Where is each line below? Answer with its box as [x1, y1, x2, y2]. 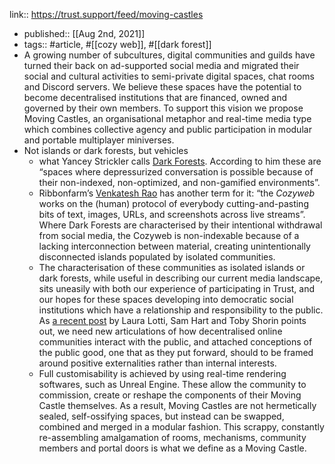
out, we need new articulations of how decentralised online [38, 325, 283, 337]
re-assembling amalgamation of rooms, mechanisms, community [38, 432, 307, 443]
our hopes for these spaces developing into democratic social [38, 294, 294, 305]
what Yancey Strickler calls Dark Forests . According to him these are [38, 155, 322, 167]
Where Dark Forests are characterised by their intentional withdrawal [38, 219, 323, 231]
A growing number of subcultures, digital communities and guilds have [23, 49, 316, 61]
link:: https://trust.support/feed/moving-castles [9, 9, 204, 20]
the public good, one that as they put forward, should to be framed [38, 347, 314, 358]
